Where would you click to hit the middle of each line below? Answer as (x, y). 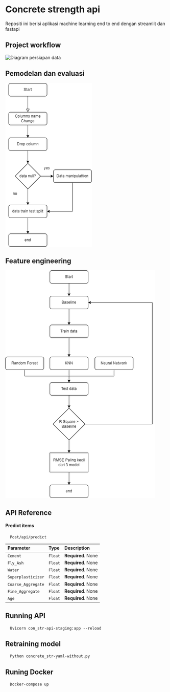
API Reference (29, 513)
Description (77, 548)
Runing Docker (29, 672)
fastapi (13, 29)
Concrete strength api (53, 9)
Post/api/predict (28, 537)
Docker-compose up (30, 684)
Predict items (20, 526)
